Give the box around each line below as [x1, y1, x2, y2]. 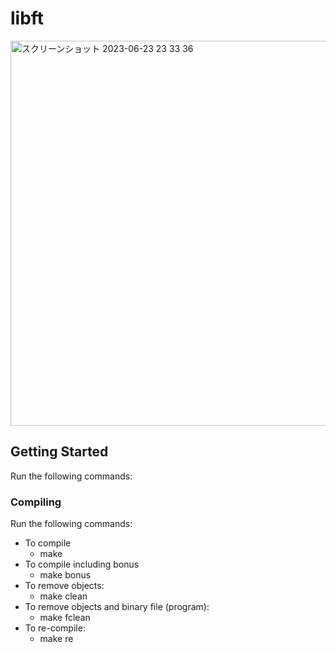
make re [39, 633, 74, 645]
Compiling [10, 495, 62, 509]
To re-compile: [24, 622, 86, 634]
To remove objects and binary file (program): [24, 601, 210, 613]
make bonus [39, 569, 92, 581]
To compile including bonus [24, 558, 140, 571]
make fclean [39, 612, 91, 624]
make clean [39, 590, 88, 602]
